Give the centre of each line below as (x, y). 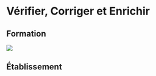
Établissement (34, 67)
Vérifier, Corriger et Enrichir (78, 11)
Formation (26, 34)
